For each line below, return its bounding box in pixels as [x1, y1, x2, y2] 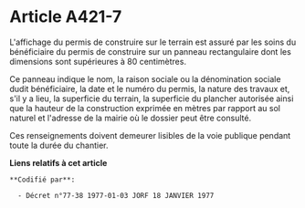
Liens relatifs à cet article [9, 157, 108, 168]
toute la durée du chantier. [9, 140, 109, 151]
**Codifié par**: [9, 175, 76, 184]
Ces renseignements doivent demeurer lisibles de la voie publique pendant [9, 130, 291, 140]
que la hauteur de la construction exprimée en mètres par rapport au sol [9, 102, 281, 113]
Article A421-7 [9, 6, 122, 27]
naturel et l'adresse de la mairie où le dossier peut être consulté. [9, 112, 252, 123]
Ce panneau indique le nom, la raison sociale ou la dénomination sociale [9, 73, 281, 84]
